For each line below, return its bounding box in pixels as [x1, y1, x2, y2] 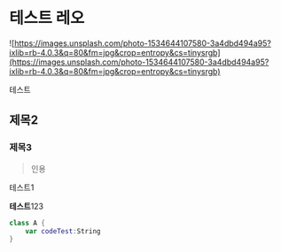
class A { [9, 218, 46, 227]
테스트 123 [9, 201, 44, 211]
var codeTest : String [25, 226, 101, 235]
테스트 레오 [9, 8, 85, 28]
